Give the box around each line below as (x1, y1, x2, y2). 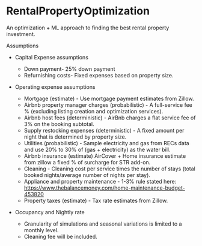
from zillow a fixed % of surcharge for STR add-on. (23, 158, 151, 166)
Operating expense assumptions (14, 83, 96, 91)
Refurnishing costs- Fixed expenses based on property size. (23, 71, 174, 79)
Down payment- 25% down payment (23, 65, 115, 73)
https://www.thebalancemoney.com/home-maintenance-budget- (23, 184, 185, 191)
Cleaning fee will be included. (23, 233, 97, 240)
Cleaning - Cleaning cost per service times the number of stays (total (23, 165, 195, 172)
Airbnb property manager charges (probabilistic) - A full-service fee (23, 101, 192, 109)
